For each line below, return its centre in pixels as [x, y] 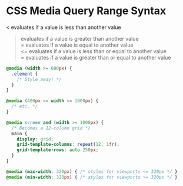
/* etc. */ [25, 107]
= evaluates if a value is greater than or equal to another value [96, 57]
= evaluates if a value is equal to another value [77, 45]
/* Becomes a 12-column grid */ [51, 128]
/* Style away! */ [39, 79]
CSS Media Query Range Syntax [86, 11]
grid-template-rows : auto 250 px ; [58, 150]
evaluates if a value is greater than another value [80, 38]
